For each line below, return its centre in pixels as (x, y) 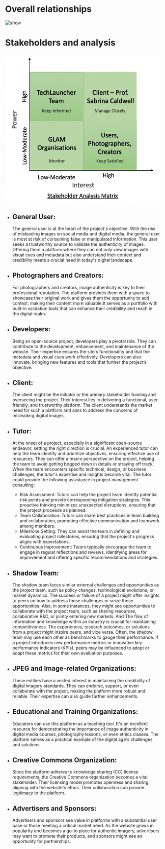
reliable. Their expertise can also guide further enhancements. (75, 696)
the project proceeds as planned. (53, 510)
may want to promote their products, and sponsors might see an (77, 836)
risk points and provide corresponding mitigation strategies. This (85, 500)
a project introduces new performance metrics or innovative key (77, 642)
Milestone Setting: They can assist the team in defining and (80, 531)
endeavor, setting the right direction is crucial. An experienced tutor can (85, 448)
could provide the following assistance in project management (75, 480)
